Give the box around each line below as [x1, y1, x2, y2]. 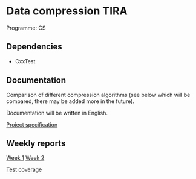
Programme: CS [6, 24, 46, 31]
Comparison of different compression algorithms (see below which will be [6, 91, 191, 98]
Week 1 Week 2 [6, 154, 45, 162]
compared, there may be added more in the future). [6, 98, 135, 105]
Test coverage [6, 166, 42, 173]
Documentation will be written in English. [6, 109, 108, 116]
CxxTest [15, 57, 36, 64]
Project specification [6, 121, 58, 128]
